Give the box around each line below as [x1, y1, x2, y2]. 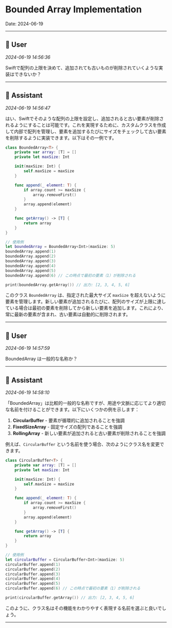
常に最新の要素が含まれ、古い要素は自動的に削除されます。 [5, 311, 131, 317]
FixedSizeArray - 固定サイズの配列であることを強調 [12, 424, 123, 430]
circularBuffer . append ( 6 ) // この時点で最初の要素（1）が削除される [5, 586, 141, 591]
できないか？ [14, 71, 41, 77]
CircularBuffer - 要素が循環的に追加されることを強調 [12, 418, 125, 424]
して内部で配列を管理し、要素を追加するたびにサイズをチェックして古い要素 [5, 128, 166, 134]
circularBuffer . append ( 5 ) [5, 581, 60, 586]
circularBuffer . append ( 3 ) [5, 571, 60, 577]
